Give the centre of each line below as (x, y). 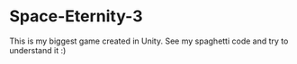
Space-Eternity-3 (76, 16)
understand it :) (38, 50)
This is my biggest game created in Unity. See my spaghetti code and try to (149, 41)
